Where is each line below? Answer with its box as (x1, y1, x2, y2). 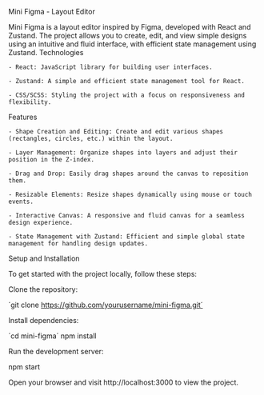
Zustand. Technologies (8, 48, 84, 57)
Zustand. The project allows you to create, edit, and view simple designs (8, 31, 247, 40)
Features (8, 112, 38, 122)
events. (8, 197, 34, 205)
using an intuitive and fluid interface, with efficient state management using (8, 39, 257, 49)
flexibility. (8, 98, 52, 106)
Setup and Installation (8, 253, 80, 263)
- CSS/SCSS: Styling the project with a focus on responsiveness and (8, 91, 246, 99)
